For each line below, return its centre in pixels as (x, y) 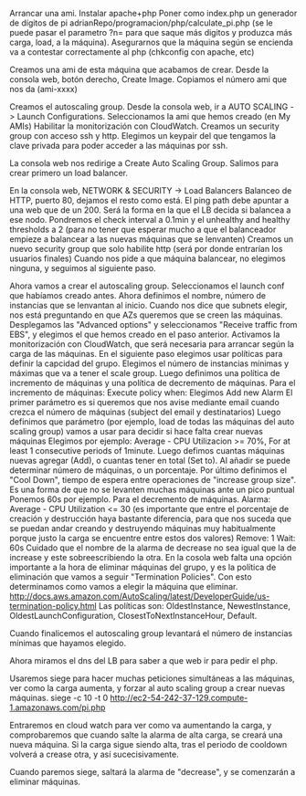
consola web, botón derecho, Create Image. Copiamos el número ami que (148, 79)
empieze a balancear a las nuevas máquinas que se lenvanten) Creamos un (152, 239)
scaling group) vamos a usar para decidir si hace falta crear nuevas (136, 431)
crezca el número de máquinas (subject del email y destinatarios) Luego (145, 412)
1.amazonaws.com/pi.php (58, 707)
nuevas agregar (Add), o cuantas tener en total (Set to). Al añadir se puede (150, 461)
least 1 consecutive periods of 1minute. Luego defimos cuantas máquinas (147, 450)
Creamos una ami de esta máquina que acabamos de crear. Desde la (139, 69)
